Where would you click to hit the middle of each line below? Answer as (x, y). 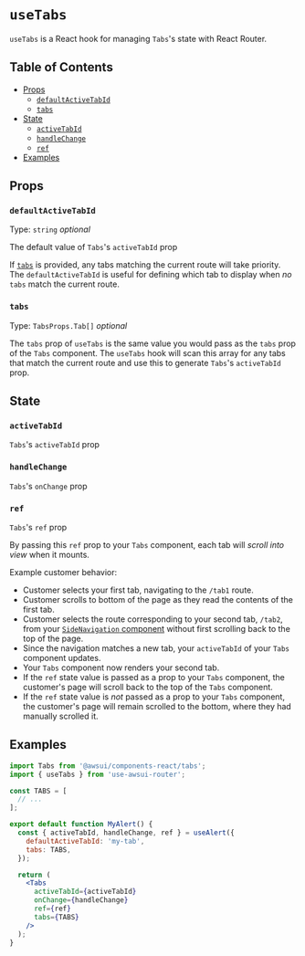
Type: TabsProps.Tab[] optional (68, 325)
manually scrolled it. (60, 716)
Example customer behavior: (63, 573)
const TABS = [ (38, 791)
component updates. (62, 658)
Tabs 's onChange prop (48, 486)
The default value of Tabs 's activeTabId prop (94, 247)
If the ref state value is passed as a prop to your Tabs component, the (153, 678)
